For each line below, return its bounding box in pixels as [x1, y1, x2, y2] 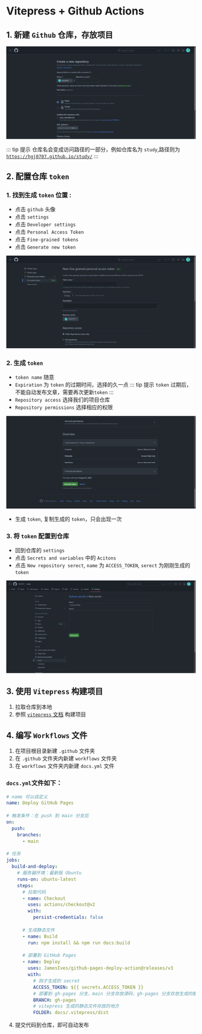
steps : [17, 882, 34, 889]
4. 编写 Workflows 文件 [6, 730, 88, 740]
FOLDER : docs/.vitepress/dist [32, 1010, 109, 1016]
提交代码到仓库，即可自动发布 [14, 1021, 89, 1029]
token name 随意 [14, 373, 55, 381]
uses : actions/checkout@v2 [28, 902, 96, 908]
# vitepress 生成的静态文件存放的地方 [32, 1003, 120, 1009]
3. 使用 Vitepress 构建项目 [6, 687, 103, 697]
